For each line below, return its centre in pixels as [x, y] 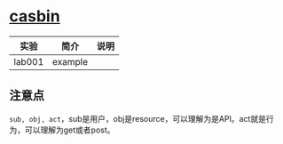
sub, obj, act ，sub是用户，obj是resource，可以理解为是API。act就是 [138, 118]
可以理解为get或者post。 [70, 130]
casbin [35, 16]
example [70, 61]
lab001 [29, 61]
